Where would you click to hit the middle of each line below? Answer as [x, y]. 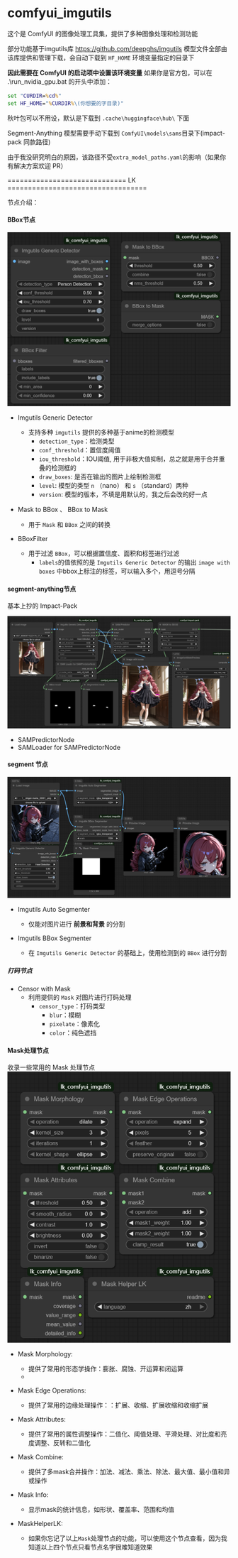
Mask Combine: [40, 1457]
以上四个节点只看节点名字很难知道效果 [97, 1547]
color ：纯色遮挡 [73, 1033]
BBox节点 [21, 220]
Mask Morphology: [45, 1354]
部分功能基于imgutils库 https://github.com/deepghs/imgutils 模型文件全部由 [118, 48]
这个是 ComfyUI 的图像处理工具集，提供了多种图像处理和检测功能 [103, 33]
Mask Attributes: [41, 1420]
